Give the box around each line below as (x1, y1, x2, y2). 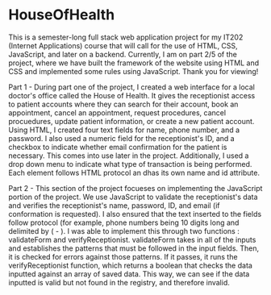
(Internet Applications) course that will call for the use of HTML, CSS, (8, 40, 238, 50)
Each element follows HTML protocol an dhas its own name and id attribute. (8, 168, 261, 177)
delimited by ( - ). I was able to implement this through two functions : (8, 226, 240, 235)
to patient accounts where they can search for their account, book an (8, 99, 239, 109)
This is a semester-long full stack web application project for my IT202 (8, 32, 244, 42)
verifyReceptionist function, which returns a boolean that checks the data (8, 260, 252, 270)
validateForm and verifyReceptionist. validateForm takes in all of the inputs (8, 235, 256, 244)
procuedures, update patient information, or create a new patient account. (8, 116, 255, 126)
